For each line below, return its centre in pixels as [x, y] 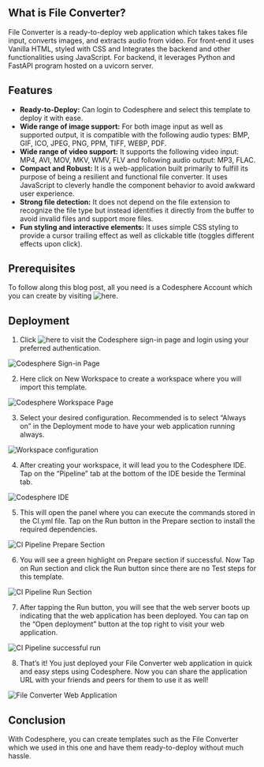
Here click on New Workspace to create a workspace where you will [130, 379]
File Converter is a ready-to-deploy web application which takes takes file [128, 32]
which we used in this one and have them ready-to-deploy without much [126, 748]
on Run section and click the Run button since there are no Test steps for [138, 569]
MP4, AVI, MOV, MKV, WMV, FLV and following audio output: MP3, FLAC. [138, 160]
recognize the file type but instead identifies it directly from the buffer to [137, 210]
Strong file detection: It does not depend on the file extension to [125, 201]
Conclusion [37, 720]
